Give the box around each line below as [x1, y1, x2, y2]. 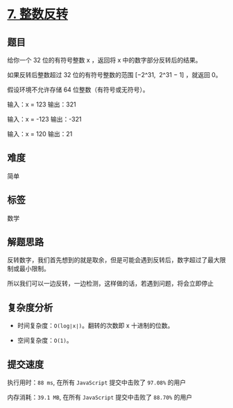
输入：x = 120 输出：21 [7, 130, 73, 138]
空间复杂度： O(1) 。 [17, 336, 73, 345]
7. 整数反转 [7, 6, 68, 22]
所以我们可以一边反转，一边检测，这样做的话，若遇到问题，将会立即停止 [7, 279, 214, 288]
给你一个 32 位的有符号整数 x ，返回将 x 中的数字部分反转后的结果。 [7, 56, 202, 64]
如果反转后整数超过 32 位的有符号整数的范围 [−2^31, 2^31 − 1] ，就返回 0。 [7, 71, 222, 79]
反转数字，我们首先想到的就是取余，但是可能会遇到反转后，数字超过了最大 [7, 256, 220, 264]
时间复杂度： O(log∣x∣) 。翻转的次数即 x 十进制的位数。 [17, 321, 174, 330]
